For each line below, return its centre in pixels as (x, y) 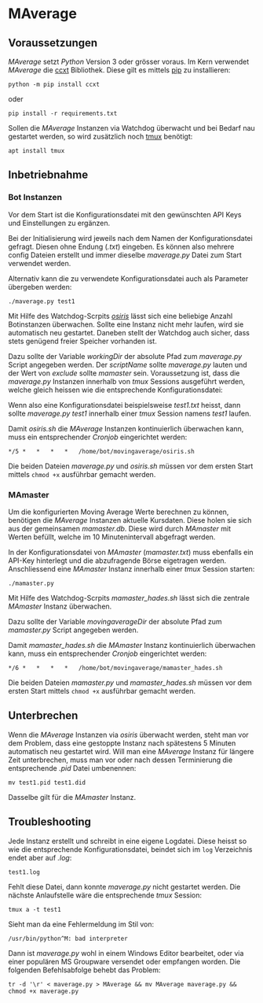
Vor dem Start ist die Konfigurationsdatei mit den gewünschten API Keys (125, 214)
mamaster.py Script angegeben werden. (73, 630)
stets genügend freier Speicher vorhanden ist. (82, 341)
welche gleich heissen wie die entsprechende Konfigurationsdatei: (115, 390)
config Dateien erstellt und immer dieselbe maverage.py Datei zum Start (125, 255)
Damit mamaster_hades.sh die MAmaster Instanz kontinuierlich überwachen (132, 645)
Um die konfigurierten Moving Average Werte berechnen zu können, (119, 512)
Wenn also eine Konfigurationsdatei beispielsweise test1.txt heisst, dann (124, 405)
